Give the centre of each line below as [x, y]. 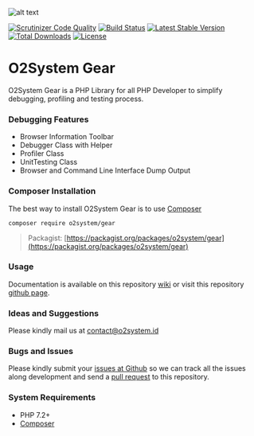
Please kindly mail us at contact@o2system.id [84, 331]
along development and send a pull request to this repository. [109, 377]
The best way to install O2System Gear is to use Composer [105, 208]
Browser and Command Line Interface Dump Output [105, 170]
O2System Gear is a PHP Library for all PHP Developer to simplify [115, 90]
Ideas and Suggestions [54, 313]
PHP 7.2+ [35, 415]
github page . [29, 292]
